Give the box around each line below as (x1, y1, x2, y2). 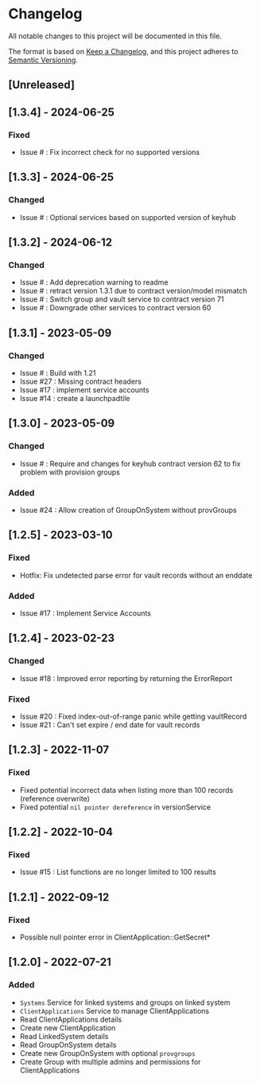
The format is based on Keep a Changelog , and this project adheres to (8, 46, 239, 56)
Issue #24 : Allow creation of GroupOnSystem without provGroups (19, 506, 237, 515)
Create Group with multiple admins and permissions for (19, 1057, 201, 1066)
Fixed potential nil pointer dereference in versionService (19, 802, 211, 812)
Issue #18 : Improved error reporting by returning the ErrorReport (19, 673, 233, 683)
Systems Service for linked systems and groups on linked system (19, 998, 231, 1007)
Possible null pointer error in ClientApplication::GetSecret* (19, 932, 211, 942)
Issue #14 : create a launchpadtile (19, 394, 130, 404)
